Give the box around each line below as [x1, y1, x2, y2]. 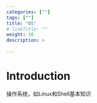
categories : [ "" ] [6, 9, 51, 15]
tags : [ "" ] [6, 15, 34, 21]
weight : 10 [6, 32, 34, 38]
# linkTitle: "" [6, 26, 48, 32]
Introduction [6, 69, 71, 83]
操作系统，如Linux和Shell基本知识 [6, 90, 92, 98]
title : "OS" [6, 20, 37, 26]
